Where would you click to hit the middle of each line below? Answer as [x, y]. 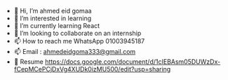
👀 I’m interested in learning [53, 18]
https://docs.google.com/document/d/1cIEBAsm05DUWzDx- [133, 62]
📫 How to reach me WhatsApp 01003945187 [79, 41]
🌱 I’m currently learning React [57, 26]
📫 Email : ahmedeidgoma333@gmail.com [75, 52]
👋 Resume [28, 62]
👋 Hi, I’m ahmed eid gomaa [53, 11]
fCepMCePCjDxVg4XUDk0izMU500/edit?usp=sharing [92, 69]
